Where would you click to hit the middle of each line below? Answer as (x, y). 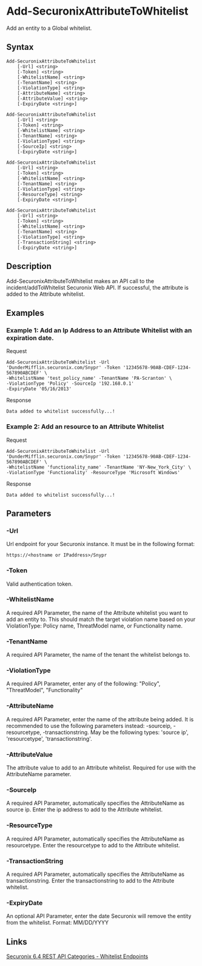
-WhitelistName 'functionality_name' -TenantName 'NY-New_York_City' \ (99, 467)
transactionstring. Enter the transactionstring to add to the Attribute (90, 880)
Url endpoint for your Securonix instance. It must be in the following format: (101, 544)
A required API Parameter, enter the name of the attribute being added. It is (100, 719)
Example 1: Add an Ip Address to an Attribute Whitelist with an (99, 330)
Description (29, 266)
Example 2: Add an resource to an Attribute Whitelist (85, 427)
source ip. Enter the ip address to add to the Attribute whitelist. (85, 810)
